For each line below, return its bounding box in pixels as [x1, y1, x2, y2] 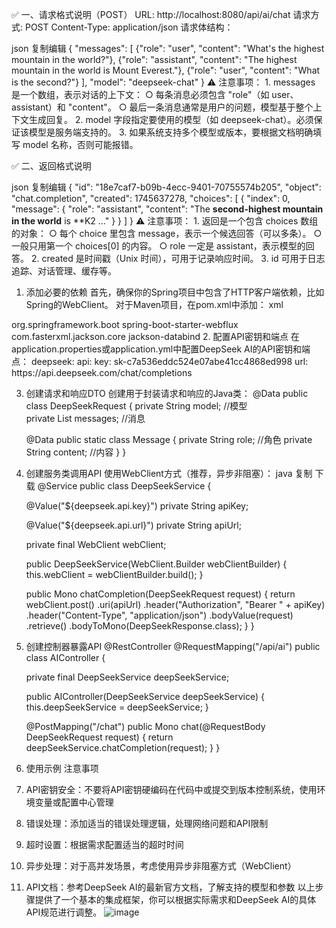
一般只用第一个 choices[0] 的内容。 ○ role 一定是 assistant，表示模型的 [11, 240, 306, 252]
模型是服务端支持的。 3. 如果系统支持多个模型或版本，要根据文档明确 [28, 126, 314, 138]
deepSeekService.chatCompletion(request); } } [25, 742, 221, 753]
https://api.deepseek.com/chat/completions [11, 367, 193, 378]
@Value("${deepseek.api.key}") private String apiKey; [25, 500, 249, 512]
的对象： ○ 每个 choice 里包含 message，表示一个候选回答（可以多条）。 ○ [11, 228, 323, 239]
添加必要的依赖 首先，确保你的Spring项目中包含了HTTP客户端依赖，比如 [25, 286, 325, 298]
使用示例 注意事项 [25, 763, 99, 774]
